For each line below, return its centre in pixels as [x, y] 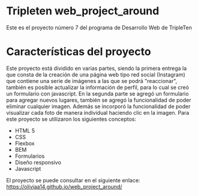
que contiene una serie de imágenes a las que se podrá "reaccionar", [92, 81]
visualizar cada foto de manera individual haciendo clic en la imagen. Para [98, 112]
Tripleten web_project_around [83, 11]
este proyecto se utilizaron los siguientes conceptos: [71, 119]
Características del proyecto [79, 52]
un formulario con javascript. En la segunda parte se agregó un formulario [97, 93]
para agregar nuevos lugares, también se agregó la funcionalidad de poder [99, 100]
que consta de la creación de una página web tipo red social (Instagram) [96, 74]
